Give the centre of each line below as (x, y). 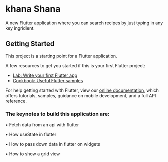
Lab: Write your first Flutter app (45, 75)
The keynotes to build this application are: (57, 114)
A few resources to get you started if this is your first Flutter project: (75, 65)
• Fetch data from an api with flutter (42, 125)
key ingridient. (20, 28)
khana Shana (33, 9)
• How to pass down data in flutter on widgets (53, 144)
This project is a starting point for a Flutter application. (61, 56)
